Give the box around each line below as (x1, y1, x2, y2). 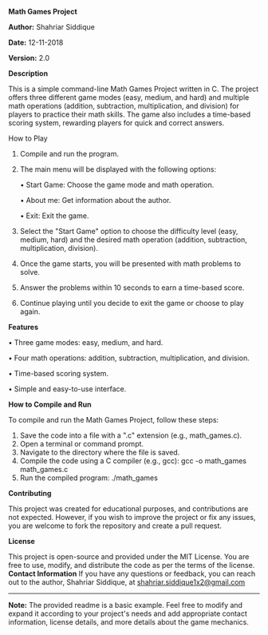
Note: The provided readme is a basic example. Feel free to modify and (8, 601, 243, 609)
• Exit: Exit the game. (19, 211, 89, 220)
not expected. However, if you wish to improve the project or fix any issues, (8, 513, 256, 522)
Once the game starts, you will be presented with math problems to (19, 259, 242, 268)
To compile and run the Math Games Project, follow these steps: (8, 415, 219, 424)
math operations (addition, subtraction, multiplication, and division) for (8, 101, 239, 110)
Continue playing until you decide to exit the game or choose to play (19, 299, 245, 308)
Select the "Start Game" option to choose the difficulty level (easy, (19, 227, 238, 236)
